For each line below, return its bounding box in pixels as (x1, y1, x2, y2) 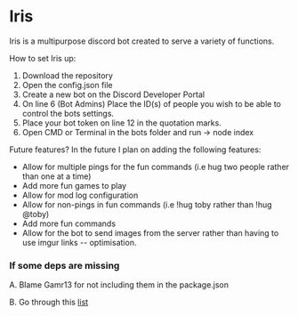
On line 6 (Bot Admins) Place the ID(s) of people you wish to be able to (21, 98, 282, 109)
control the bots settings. (21, 108, 114, 118)
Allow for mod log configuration (21, 190, 139, 200)
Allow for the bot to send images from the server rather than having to (21, 227, 279, 238)
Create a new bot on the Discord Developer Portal (21, 89, 205, 100)
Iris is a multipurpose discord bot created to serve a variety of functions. (9, 36, 275, 46)
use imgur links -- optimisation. (21, 237, 137, 247)
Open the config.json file (21, 79, 113, 90)
